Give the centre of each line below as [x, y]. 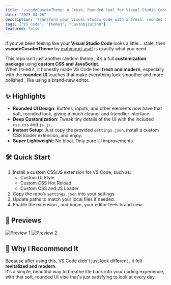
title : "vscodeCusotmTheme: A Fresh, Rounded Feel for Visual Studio [81, 10]
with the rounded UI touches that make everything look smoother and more [84, 75]
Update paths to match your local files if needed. [64, 199]
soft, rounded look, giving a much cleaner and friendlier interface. [82, 114]
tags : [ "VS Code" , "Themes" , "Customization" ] [55, 24]
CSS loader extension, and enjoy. [47, 135]
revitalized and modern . [31, 266]
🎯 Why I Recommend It [42, 249]
